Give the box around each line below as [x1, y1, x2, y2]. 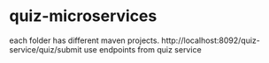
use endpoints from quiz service [83, 44, 202, 54]
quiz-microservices [9, 6, 158, 26]
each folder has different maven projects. [9, 35, 160, 45]
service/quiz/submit [9, 44, 82, 54]
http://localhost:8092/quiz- [161, 35, 261, 45]
